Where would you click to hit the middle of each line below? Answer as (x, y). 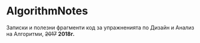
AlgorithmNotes (47, 11)
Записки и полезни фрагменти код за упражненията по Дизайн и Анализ (100, 27)
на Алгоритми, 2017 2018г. (41, 33)
